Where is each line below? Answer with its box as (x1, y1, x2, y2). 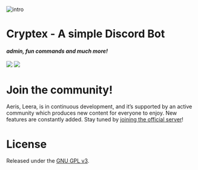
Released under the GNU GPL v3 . (6, 157, 90, 165)
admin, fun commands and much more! (6, 47, 108, 55)
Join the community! (6, 83, 113, 97)
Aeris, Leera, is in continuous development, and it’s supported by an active (6, 103, 193, 110)
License (6, 137, 47, 151)
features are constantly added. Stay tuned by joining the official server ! (6, 116, 183, 123)
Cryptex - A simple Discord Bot (6, 27, 165, 41)
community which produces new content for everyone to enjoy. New (6, 109, 177, 117)
